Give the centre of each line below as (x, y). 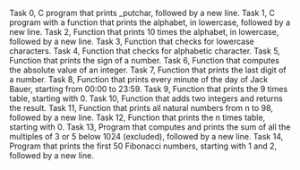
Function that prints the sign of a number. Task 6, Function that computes (145, 60)
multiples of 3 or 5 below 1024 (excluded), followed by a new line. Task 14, (146, 136)
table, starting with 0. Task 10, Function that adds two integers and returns (146, 98)
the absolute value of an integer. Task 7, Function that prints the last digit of (148, 70)
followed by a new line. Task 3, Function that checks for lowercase (132, 41)
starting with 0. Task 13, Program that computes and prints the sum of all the (150, 127)
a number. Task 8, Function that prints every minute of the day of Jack (139, 79)
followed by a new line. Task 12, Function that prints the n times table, (137, 117)
